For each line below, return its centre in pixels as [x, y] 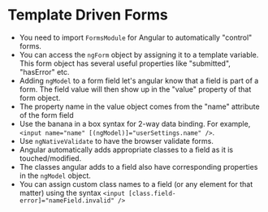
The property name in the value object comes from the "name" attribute [140, 106]
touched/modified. [50, 158]
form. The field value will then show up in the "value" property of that [135, 89]
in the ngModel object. [55, 175]
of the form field [46, 115]
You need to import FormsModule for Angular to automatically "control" [136, 37]
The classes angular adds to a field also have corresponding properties [138, 167]
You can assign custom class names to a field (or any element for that [136, 184]
